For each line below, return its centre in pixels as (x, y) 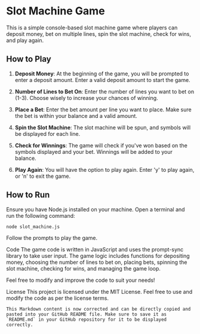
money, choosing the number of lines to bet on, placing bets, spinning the (97, 262)
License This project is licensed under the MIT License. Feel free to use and (99, 292)
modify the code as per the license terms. (58, 298)
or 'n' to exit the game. (43, 176)
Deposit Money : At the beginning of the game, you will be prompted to (102, 74)
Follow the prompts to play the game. (52, 238)
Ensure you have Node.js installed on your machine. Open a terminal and (96, 209)
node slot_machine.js (33, 227)
